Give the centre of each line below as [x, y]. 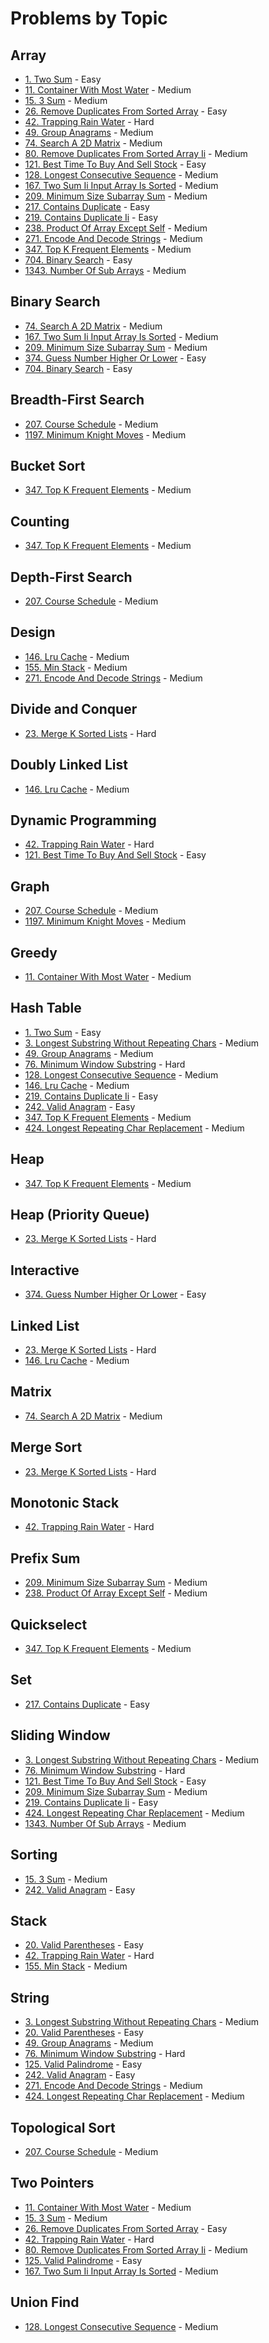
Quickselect [49, 1624]
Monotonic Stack [65, 1503]
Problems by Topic [89, 18]
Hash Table [46, 1008]
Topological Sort [63, 2127]
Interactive [45, 1270]
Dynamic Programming [83, 820]
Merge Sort [46, 1447]
